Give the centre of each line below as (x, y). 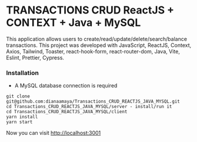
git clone (18, 97)
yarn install (22, 117)
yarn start (19, 122)
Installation (23, 73)
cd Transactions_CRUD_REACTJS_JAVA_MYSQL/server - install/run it (89, 107)
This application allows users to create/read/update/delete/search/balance (96, 39)
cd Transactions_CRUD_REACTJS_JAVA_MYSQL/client (67, 112)
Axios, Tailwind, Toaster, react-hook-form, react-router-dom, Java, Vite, (93, 51)
